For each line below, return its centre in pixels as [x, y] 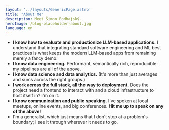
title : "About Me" [24, 14]
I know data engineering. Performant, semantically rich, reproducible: [85, 64]
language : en [19, 28]
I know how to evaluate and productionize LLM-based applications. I [85, 42]
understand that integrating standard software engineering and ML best [87, 48]
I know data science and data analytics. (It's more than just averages [85, 74]
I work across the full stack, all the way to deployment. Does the [80, 85]
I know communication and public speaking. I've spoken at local [80, 101]
